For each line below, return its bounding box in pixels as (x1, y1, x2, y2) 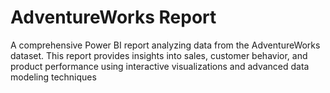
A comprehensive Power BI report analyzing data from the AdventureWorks (10, 39, 321, 51)
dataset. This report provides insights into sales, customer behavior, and (10, 49, 308, 61)
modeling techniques (10, 71, 97, 83)
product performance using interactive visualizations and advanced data (10, 60, 310, 72)
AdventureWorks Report (10, 6, 217, 29)
